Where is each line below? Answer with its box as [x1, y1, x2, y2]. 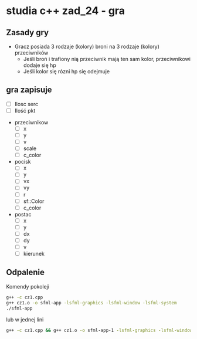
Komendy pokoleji [6, 283, 50, 290]
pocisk [14, 158, 31, 165]
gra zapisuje [6, 85, 52, 95]
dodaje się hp [23, 62, 57, 69]
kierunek [23, 250, 45, 257]
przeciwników [14, 49, 49, 56]
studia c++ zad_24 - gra [6, 4, 125, 18]
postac [14, 211, 32, 218]
